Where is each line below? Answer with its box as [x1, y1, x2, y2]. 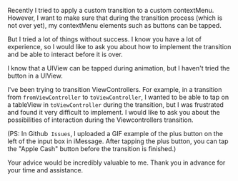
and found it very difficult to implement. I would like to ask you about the [7, 108, 220, 116]
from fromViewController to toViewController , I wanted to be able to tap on [7, 93, 229, 101]
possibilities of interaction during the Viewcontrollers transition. [7, 115, 194, 124]
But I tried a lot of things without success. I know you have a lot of [7, 35, 202, 43]
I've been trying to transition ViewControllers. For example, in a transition [7, 86, 222, 93]
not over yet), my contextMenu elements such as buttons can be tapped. [7, 21, 222, 29]
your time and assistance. [7, 166, 84, 174]
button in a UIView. [7, 71, 63, 80]
